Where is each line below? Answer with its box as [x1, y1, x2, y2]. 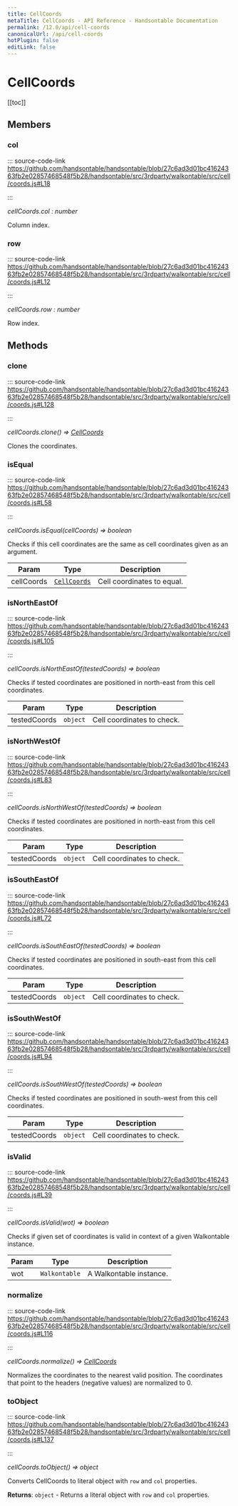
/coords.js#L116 [7, 1329, 53, 1337]
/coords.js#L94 [7, 1053, 53, 1061]
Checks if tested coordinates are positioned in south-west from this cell [7, 1094, 217, 1103]
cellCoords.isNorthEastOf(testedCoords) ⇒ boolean [7, 665, 160, 673]
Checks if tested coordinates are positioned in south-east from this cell [7, 955, 216, 964]
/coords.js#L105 [7, 637, 55, 646]
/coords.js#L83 [7, 775, 52, 784]
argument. [7, 547, 38, 556]
